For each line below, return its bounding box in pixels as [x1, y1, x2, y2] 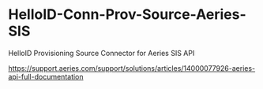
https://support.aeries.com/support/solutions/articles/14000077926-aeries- [8, 63, 256, 72]
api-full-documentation [8, 72, 85, 81]
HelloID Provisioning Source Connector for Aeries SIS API [8, 48, 195, 57]
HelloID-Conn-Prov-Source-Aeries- [8, 6, 246, 24]
